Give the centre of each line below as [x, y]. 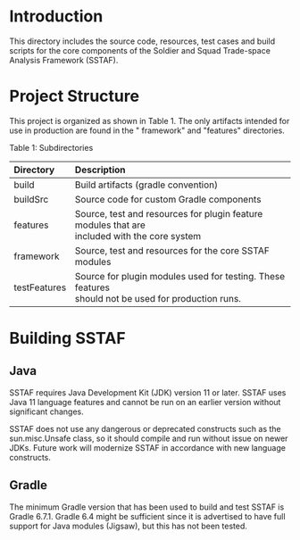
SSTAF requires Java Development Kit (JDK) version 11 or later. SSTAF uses [148, 392]
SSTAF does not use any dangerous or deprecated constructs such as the [145, 428]
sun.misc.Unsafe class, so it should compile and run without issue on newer [149, 438]
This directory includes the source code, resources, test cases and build [142, 41]
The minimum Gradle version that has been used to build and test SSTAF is [147, 507]
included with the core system [138, 236]
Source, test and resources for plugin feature [169, 213]
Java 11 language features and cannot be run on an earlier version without [145, 402]
